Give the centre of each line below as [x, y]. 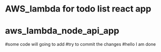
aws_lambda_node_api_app [62, 31]
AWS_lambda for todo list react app [78, 9]
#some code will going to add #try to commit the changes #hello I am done [80, 44]
